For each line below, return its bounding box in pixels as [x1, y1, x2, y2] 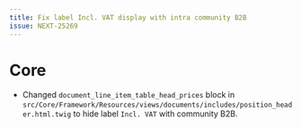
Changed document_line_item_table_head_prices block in [22, 90, 235, 100]
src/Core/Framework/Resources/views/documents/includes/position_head [22, 100, 293, 110]
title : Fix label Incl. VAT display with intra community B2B [9, 13, 247, 22]
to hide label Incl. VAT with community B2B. [73, 108, 238, 119]
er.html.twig [22, 110, 72, 119]
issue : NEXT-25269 [9, 21, 78, 30]
